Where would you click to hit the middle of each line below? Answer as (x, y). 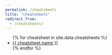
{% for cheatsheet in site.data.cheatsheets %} (60, 38)
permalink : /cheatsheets (31, 10)
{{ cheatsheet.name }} (35, 43)
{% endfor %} (27, 48)
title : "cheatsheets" (28, 14)
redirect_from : (21, 19)
